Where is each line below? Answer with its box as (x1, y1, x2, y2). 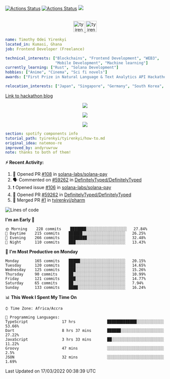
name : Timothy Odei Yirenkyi (5, 37, 67, 42)
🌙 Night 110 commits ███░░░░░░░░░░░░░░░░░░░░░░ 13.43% (5, 240, 146, 245)
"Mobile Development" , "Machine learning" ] (55, 60, 148, 65)
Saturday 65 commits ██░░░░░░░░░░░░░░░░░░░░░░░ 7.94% (5, 281, 144, 286)
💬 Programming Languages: (5, 315, 60, 320)
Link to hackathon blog (5, 93, 53, 99)
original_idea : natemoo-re (5, 140, 62, 145)
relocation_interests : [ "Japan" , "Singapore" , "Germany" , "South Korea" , (5, 84, 164, 89)
